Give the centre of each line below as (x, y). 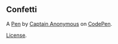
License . (17, 35)
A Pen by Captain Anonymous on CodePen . (59, 23)
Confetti (22, 10)
